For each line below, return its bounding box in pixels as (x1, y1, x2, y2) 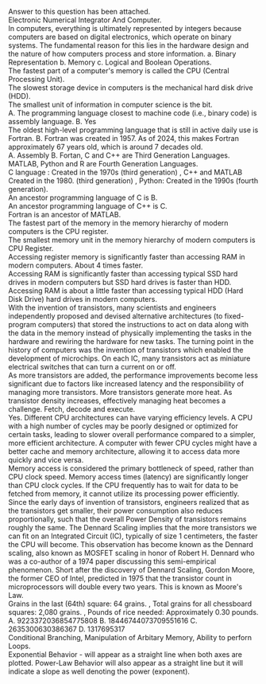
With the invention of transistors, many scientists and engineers (8, 303, 217, 312)
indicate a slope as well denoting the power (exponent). (8, 666, 191, 676)
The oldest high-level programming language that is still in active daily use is (8, 125, 259, 135)
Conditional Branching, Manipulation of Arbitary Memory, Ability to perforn (8, 633, 253, 642)
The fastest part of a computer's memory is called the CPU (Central (8, 66, 229, 75)
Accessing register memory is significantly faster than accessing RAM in (8, 252, 245, 261)
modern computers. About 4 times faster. (8, 260, 144, 270)
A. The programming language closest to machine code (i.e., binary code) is (8, 108, 257, 118)
